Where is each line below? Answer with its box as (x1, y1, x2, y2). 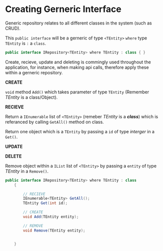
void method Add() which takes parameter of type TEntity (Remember (5, 89, 149, 95)
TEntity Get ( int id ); (23, 201, 68, 206)
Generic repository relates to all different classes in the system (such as (5, 20, 152, 26)
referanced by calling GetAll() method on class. (5, 119, 104, 125)
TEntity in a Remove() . (5, 168, 49, 174)
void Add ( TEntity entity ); (23, 215, 79, 220)
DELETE (5, 153, 22, 159)
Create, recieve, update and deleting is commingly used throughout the (5, 59, 151, 65)
